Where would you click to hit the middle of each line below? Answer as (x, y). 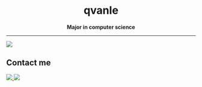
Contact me (29, 63)
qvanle (101, 10)
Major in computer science (101, 27)
